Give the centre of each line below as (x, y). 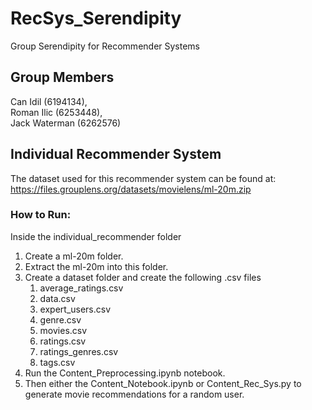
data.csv (57, 298)
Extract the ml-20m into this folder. (96, 266)
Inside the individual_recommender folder (96, 236)
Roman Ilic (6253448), (56, 112)
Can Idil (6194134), (49, 101)
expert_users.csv (75, 309)
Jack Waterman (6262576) (66, 123)
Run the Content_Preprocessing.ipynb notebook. (125, 373)
